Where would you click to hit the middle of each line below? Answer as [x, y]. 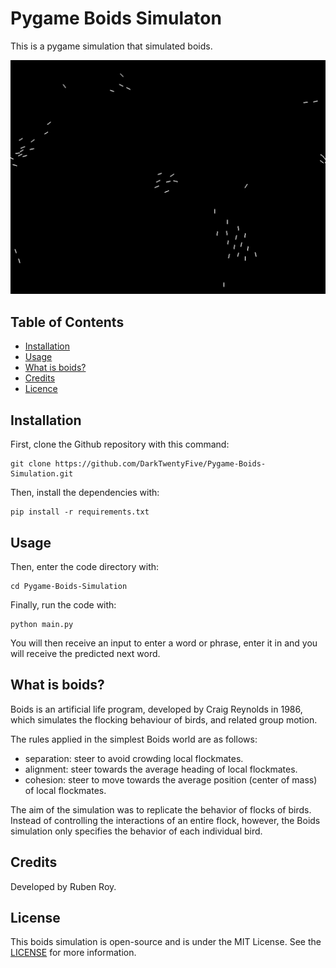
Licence [41, 389]
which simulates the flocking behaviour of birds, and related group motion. [164, 719]
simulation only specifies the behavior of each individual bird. [136, 831]
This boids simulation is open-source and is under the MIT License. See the [166, 942]
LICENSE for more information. [73, 953]
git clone [31, 464]
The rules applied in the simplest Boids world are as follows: [134, 739]
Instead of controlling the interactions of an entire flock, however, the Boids [165, 820]
